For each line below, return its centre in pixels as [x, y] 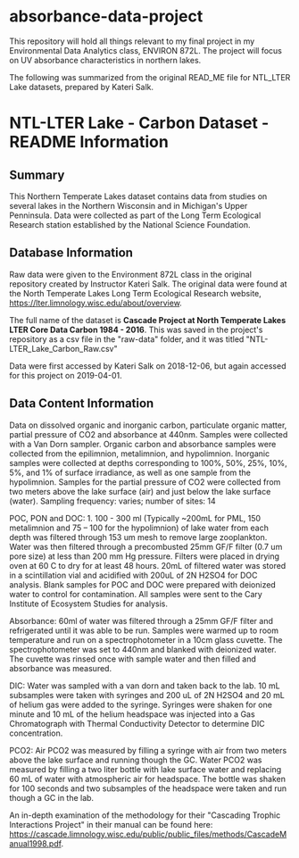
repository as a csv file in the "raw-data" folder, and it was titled [127, 339]
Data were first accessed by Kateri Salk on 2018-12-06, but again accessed [148, 366]
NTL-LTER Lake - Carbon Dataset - [139, 123]
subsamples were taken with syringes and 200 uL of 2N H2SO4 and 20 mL [147, 695]
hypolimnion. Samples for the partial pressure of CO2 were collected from [145, 482]
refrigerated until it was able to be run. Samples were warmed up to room [144, 630]
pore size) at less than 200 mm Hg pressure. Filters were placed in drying [144, 556]
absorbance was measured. [61, 668]
